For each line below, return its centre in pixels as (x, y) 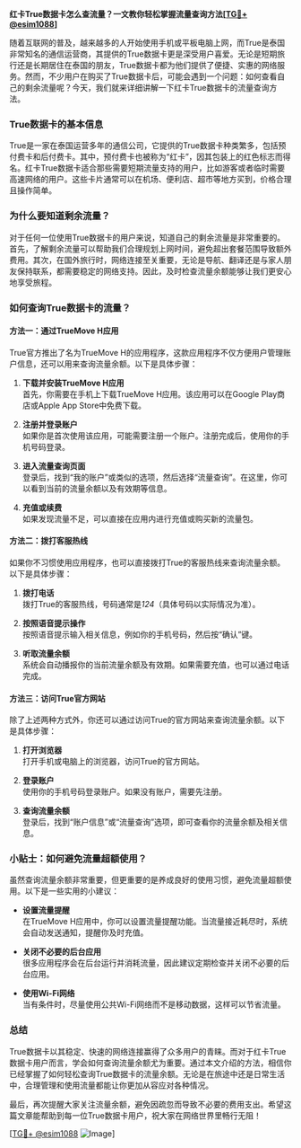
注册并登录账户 (50, 424)
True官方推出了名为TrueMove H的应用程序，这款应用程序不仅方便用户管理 (146, 352)
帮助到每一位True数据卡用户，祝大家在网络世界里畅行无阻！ (150, 1115)
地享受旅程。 (33, 282)
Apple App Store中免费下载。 (92, 405)
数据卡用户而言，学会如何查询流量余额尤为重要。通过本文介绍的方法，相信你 (150, 1063)
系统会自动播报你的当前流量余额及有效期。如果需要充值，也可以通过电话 (155, 665)
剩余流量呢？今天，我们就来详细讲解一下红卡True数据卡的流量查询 (147, 88)
